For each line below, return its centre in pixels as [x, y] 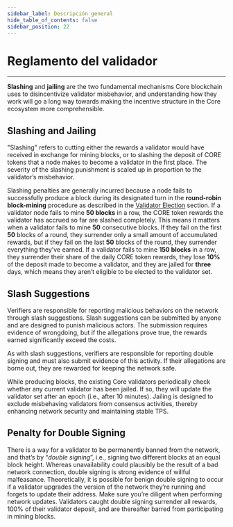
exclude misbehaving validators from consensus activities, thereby [102, 403]
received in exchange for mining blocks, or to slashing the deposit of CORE [114, 155]
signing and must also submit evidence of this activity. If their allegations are [116, 360]
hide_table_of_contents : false [52, 20]
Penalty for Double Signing [67, 433]
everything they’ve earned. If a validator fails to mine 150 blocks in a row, [112, 250]
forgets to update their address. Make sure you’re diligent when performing [115, 494]
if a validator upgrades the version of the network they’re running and [106, 487]
